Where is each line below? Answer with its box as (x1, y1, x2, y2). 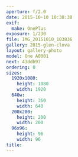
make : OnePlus (11, 25, 46, 32)
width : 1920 (17, 87, 46, 93)
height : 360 (17, 97, 46, 103)
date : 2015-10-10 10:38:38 (6, 14, 73, 20)
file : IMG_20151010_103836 (6, 36, 73, 42)
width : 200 (17, 120, 44, 126)
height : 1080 (17, 81, 49, 87)
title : (6, 141, 22, 148)
